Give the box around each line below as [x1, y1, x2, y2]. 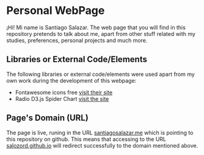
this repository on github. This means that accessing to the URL [6, 135, 167, 143]
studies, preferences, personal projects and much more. [6, 36, 148, 44]
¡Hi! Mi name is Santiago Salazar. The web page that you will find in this [6, 24, 186, 31]
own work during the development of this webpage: [6, 77, 137, 84]
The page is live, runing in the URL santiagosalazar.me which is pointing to [6, 129, 194, 136]
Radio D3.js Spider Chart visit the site [15, 95, 109, 102]
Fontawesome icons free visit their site [15, 89, 113, 96]
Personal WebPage [6, 4, 105, 18]
